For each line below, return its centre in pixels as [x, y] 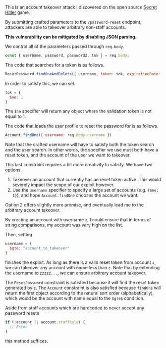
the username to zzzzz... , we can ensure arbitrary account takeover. [76, 273]
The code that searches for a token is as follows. [55, 65]
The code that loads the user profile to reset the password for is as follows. [82, 126]
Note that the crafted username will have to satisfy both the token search [80, 145]
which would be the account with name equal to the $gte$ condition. [75, 298]
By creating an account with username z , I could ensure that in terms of [78, 220]
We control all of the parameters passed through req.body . [65, 46]
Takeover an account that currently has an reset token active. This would [86, 180]
